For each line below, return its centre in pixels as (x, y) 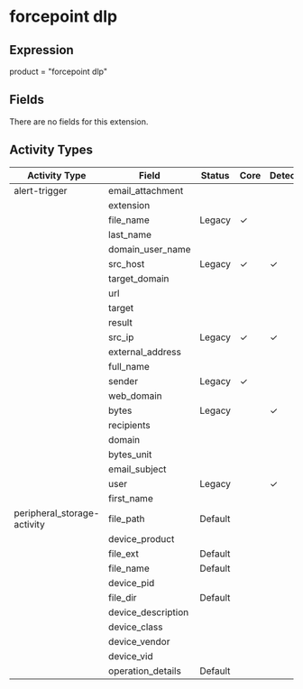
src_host (126, 263)
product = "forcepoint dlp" (59, 71)
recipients (129, 425)
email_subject (137, 469)
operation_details (145, 671)
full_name (129, 366)
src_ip (121, 337)
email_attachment (146, 190)
